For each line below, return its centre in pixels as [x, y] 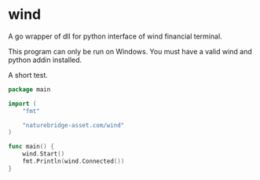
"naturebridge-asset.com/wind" [73, 125]
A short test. [28, 75]
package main [29, 89]
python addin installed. [45, 60]
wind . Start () [44, 154]
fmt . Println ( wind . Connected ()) [73, 162]
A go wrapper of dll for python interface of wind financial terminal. [115, 36]
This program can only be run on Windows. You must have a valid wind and [130, 51]
